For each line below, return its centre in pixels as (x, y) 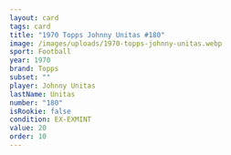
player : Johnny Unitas (52, 86)
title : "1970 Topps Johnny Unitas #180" (88, 35)
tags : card (30, 26)
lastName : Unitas (42, 94)
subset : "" (30, 77)
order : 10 (28, 137)
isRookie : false (40, 111)
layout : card (34, 18)
